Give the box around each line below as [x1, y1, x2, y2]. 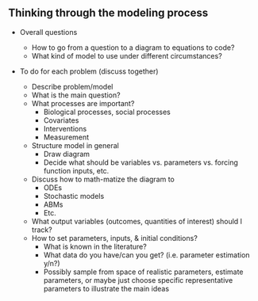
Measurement [43, 132, 90, 142]
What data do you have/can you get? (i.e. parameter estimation [43, 250, 250, 260]
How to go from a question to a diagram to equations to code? [31, 43, 235, 52]
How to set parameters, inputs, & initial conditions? [31, 233, 198, 242]
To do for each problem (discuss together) [19, 67, 159, 76]
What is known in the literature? [43, 242, 147, 251]
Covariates [43, 115, 79, 125]
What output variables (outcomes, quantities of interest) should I [31, 216, 243, 226]
